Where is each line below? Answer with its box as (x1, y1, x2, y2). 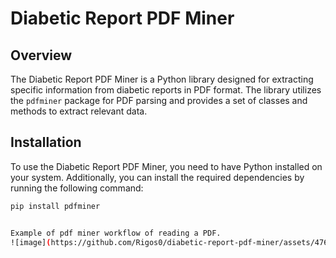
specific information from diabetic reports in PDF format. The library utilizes (10, 84, 322, 96)
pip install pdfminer (10, 201, 101, 211)
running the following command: (10, 182, 144, 194)
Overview (10, 47, 73, 64)
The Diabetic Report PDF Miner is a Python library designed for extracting (10, 73, 314, 85)
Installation (10, 134, 82, 151)
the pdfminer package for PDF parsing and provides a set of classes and (10, 95, 308, 106)
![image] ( (10, 237, 52, 247)
